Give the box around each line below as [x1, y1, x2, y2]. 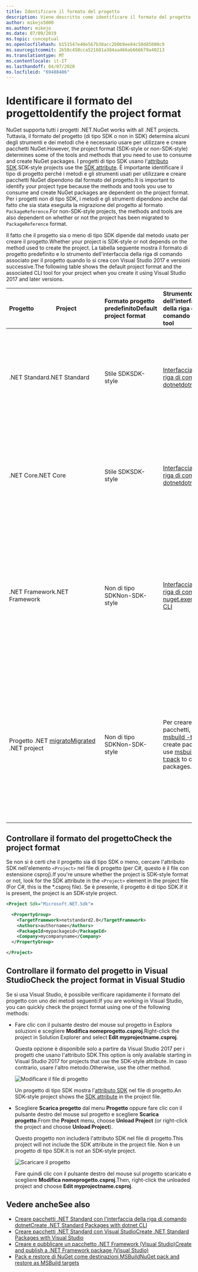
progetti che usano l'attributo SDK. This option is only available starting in [14, 1051, 192, 1059]
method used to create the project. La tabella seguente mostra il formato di [6, 244, 188, 251]
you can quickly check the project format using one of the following [6, 1003, 170, 1010]
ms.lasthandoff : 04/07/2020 [6, 63, 75, 70]
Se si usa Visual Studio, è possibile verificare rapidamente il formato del [6, 991, 180, 998]
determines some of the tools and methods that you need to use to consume [6, 152, 192, 159]
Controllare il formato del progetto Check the [6, 833, 172, 843]
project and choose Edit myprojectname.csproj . [14, 1182, 133, 1189]
